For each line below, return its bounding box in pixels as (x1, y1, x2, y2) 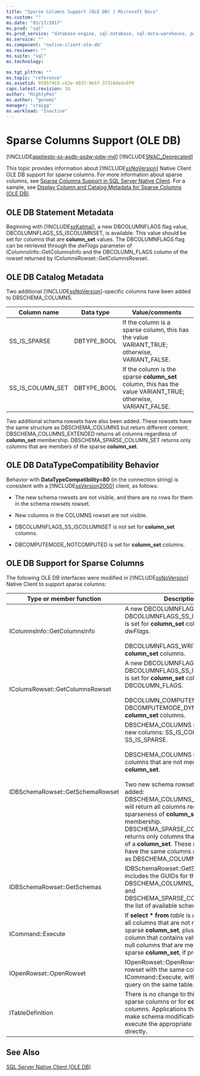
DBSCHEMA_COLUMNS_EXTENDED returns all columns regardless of (6, 430, 177, 437)
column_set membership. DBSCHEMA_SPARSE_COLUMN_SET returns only (6, 437, 192, 444)
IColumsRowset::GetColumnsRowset (9, 685, 111, 693)
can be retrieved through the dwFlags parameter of (6, 242, 132, 249)
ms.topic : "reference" (6, 75, 62, 81)
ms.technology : (6, 58, 44, 64)
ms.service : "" (6, 36, 44, 42)
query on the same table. (124, 980, 195, 989)
